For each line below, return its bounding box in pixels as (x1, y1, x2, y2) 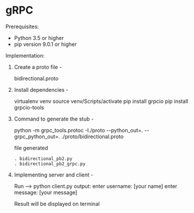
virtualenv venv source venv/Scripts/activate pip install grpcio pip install (14, 98, 189, 105)
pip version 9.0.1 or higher (14, 41, 77, 48)
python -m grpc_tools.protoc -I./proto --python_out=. (14, 127, 143, 134)
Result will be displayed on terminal (14, 200, 100, 207)
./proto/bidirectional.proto (61, 133, 124, 140)
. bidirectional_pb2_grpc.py (14, 161, 86, 167)
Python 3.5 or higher (14, 34, 64, 41)
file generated (14, 144, 48, 151)
